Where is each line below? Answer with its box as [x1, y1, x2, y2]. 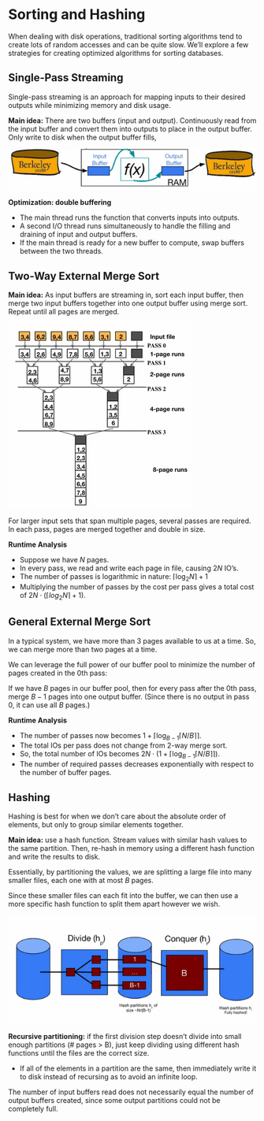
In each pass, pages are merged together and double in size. [8, 525, 206, 534]
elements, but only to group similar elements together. [8, 819, 184, 829]
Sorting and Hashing [8, 6, 146, 24]
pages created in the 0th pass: [8, 668, 108, 677]
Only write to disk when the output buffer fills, [8, 132, 157, 142]
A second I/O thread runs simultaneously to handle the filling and [19, 221, 231, 231]
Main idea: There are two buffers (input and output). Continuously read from [8, 116, 257, 125]
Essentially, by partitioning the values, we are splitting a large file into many [8, 867, 252, 876]
